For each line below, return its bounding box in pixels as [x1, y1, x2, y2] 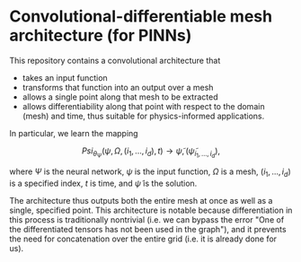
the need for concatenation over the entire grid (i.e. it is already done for [9, 233, 277, 244]
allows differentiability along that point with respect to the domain [22, 100, 265, 111]
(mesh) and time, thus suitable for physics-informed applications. [22, 110, 265, 121]
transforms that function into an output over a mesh [22, 82, 214, 92]
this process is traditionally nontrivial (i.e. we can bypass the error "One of [9, 214, 285, 225]
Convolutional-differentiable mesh [9, 6, 272, 27]
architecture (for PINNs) [9, 25, 192, 46]
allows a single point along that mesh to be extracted [22, 92, 218, 102]
